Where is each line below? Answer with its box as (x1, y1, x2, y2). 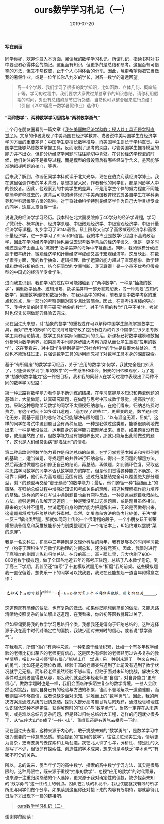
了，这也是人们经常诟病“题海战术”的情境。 (5, 439, 90, 445)
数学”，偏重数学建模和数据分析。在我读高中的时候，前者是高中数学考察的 (5, 291, 153, 298)
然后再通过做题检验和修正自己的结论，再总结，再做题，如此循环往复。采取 (5, 461, 155, 467)
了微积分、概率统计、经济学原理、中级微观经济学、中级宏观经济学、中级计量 (5, 220, 159, 226)
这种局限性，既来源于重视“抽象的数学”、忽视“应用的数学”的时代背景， (18, 768, 158, 774)
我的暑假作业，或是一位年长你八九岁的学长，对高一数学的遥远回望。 (5, 74, 142, 80)
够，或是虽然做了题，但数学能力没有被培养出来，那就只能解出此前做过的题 (5, 433, 155, 438)
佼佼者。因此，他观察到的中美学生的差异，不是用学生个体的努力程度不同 (9, 185, 155, 191)
